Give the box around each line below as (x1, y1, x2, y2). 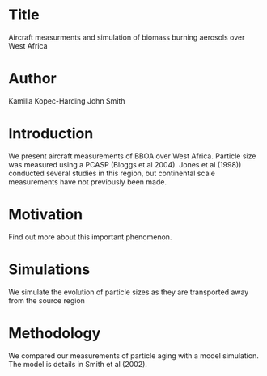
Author (8, 70, 57, 88)
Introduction (8, 125, 94, 143)
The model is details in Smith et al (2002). (8, 359, 148, 369)
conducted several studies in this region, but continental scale (8, 168, 216, 178)
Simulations (8, 260, 91, 278)
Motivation (8, 205, 83, 223)
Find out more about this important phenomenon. (8, 232, 172, 242)
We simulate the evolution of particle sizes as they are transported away (8, 287, 249, 297)
